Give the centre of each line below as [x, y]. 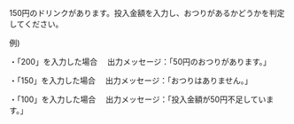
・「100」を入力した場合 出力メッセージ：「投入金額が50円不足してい [138, 99]
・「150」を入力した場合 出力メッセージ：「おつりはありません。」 [131, 81]
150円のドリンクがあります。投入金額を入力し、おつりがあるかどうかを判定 [147, 13]
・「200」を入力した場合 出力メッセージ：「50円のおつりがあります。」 [140, 62]
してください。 [36, 24]
